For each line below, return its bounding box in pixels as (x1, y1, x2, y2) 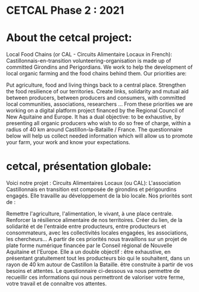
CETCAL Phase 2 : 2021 (6, 4, 125, 17)
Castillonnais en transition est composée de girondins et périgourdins (6, 186, 177, 193)
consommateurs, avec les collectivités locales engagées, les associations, (6, 229, 189, 236)
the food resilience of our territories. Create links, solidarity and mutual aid (6, 88, 189, 95)
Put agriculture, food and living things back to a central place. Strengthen (6, 81, 186, 89)
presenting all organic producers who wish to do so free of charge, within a (6, 120, 191, 127)
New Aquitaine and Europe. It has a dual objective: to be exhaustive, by (6, 113, 181, 120)
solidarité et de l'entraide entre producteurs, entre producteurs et (6, 223, 167, 230)
